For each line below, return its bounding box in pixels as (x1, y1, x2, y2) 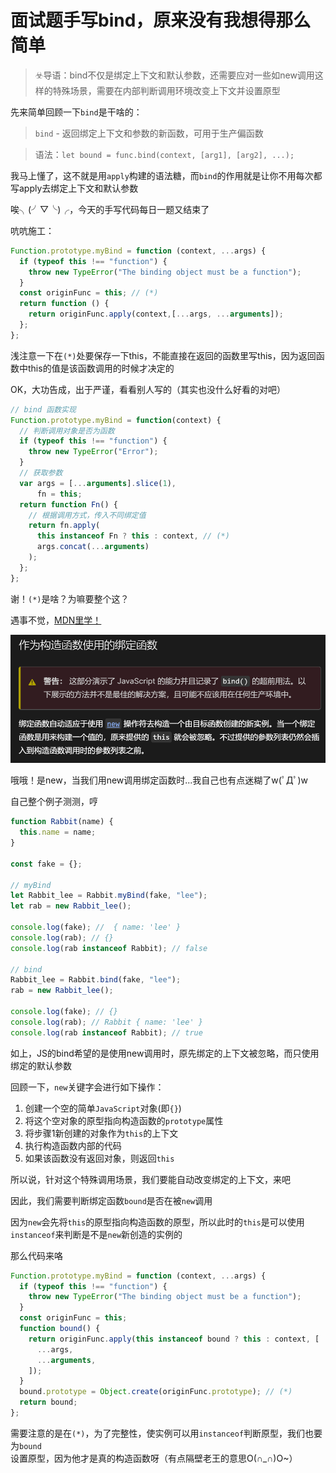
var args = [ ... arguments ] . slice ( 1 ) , (19, 478, 177, 488)
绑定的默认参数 (10, 1059, 72, 1071)
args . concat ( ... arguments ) (36, 542, 150, 552)
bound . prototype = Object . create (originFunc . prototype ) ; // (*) (19, 1387, 293, 1397)
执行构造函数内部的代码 (24, 1139, 122, 1151)
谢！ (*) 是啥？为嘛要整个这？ (10, 592, 130, 605)
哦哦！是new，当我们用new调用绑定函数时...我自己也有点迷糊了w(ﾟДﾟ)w (10, 774, 308, 786)
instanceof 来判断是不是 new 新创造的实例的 (10, 1228, 183, 1240)
